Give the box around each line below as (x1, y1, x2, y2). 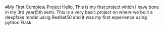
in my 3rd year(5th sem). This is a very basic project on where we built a (5, 9, 153, 15)
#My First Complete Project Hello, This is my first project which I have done (5, 4, 160, 10)
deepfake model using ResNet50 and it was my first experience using (5, 15, 147, 20)
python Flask (5, 19, 32, 25)
